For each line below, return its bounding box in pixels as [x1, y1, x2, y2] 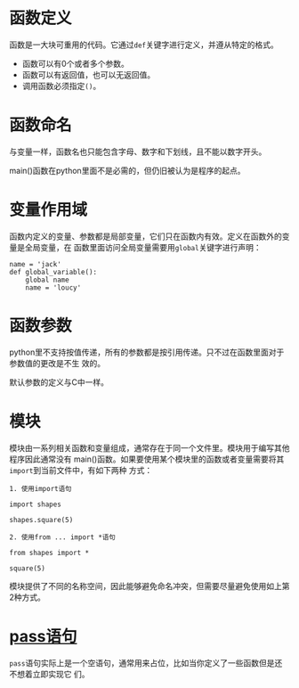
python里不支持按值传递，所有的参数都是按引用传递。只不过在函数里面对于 [9, 347, 285, 357]
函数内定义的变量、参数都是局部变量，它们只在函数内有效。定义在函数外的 [9, 231, 282, 242]
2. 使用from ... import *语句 [9, 532, 116, 542]
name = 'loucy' [25, 283, 82, 292]
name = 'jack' [9, 259, 62, 268]
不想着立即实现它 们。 [9, 668, 90, 679]
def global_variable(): [9, 267, 98, 276]
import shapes [9, 500, 62, 509]
